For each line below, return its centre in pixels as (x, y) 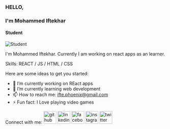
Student (14, 33)
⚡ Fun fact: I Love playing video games (53, 102)
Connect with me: (24, 122)
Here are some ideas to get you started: (47, 74)
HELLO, (15, 7)
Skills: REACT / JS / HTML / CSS (39, 64)
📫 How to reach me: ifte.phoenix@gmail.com (60, 94)
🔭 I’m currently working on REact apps (53, 84)
